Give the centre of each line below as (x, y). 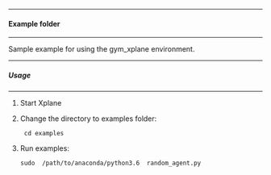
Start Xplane (41, 103)
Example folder (34, 23)
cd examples (44, 134)
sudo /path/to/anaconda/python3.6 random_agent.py (110, 163)
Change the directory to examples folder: (88, 119)
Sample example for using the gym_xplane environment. (102, 49)
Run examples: (45, 148)
